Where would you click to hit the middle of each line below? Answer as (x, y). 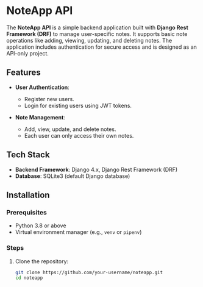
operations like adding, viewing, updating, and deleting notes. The (89, 40)
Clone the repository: (42, 261)
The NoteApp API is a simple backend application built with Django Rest (98, 27)
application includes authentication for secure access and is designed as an (101, 47)
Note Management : (40, 117)
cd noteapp (29, 278)
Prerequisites (27, 212)
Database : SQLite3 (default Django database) (73, 176)
